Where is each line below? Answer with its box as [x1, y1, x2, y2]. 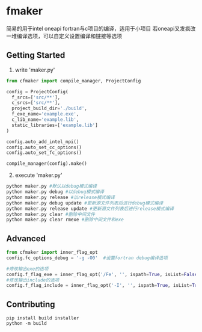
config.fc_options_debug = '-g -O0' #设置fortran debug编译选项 [6, 254, 168, 261]
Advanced [6, 233, 46, 244]
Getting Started [6, 50, 66, 61]
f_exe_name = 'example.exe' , [11, 111, 79, 117]
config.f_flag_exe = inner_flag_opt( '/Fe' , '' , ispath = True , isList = [6, 271, 185, 277]
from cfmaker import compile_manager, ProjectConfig [6, 78, 141, 84]
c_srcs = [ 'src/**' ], [11, 100, 61, 106]
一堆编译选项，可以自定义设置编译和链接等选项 [6, 32, 122, 40]
